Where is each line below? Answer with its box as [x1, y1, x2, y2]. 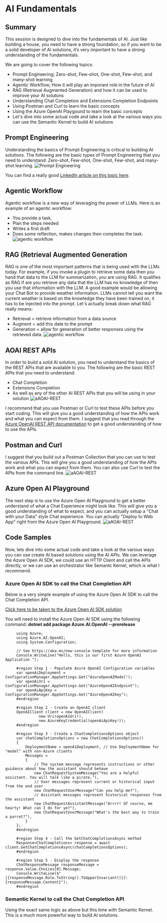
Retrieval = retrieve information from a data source [12, 316, 117, 322]
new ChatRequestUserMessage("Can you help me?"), [34, 788, 140, 793]
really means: [5, 306, 33, 312]
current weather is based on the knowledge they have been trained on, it [5, 295, 155, 302]
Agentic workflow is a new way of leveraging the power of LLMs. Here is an [5, 200, 161, 206]
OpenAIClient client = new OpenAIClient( [16, 709, 104, 715]
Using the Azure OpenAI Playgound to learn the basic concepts [12, 108, 143, 114]
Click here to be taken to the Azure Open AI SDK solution [5, 606, 122, 612]
